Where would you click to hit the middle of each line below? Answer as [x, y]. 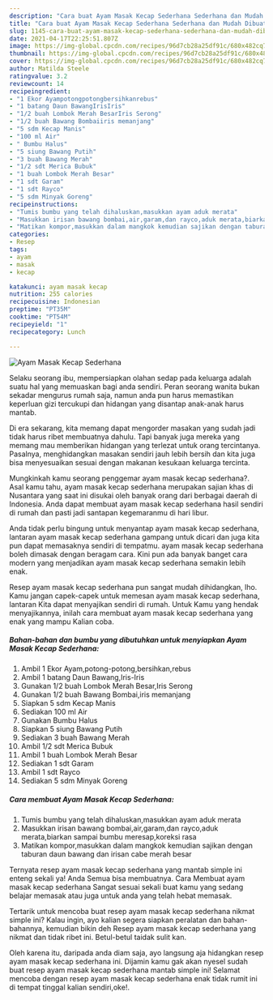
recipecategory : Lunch [47, 332]
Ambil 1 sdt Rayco [50, 772]
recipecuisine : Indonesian [55, 302]
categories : [29, 235]
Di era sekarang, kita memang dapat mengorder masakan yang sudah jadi [132, 428]
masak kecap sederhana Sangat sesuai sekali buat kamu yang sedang [126, 887]
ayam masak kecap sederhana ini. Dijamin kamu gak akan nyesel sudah [128, 962]
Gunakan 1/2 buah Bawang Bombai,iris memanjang [106, 694]
